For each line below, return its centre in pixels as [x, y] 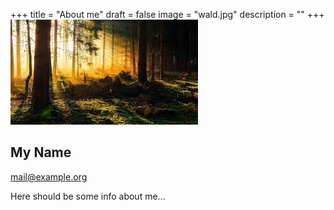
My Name [41, 152]
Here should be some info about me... [88, 196]
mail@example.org [49, 176]
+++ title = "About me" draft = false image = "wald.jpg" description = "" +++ [167, 14]
